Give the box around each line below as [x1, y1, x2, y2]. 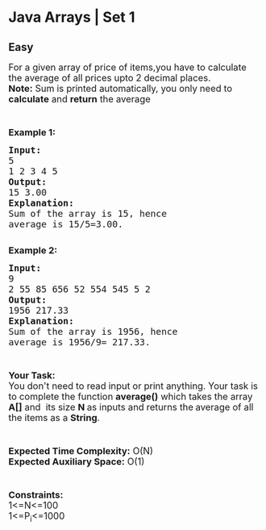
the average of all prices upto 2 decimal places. [8, 73, 211, 84]
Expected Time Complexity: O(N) [8, 445, 154, 457]
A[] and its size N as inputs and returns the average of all [8, 402, 254, 413]
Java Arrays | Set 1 [8, 8, 135, 27]
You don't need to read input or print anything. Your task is [8, 380, 259, 391]
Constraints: [8, 489, 64, 500]
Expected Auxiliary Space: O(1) [8, 456, 145, 467]
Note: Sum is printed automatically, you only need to [8, 83, 233, 94]
